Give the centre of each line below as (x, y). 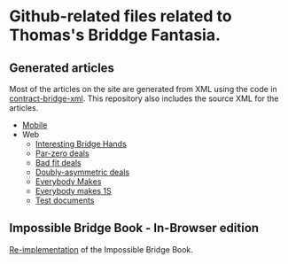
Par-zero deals (62, 153)
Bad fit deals (58, 163)
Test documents (65, 200)
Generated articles (62, 68)
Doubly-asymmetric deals (82, 172)
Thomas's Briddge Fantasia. (115, 35)
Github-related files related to (121, 16)
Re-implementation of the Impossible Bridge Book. (101, 249)
